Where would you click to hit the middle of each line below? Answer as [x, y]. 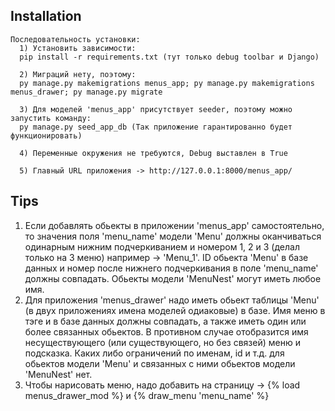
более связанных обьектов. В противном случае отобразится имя [166, 331]
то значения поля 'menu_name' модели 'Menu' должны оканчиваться [173, 236]
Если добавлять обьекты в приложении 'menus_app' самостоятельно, [174, 225]
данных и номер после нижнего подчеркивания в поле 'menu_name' [171, 268]
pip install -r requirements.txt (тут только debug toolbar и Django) [169, 57]
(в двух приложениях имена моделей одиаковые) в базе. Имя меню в [175, 310]
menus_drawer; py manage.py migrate [86, 92]
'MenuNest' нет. [58, 374]
